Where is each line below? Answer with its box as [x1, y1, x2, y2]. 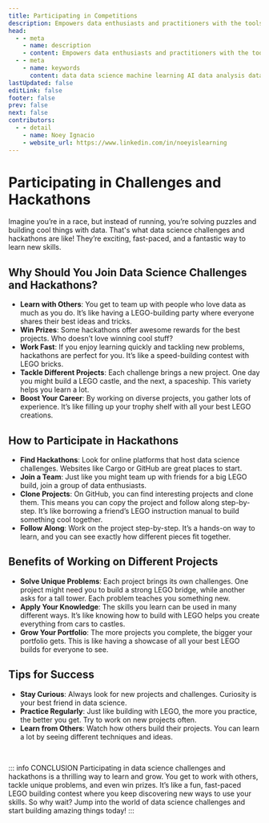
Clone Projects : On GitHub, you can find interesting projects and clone [19, 489, 254, 499]
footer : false [8, 94, 56, 102]
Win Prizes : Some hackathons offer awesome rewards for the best [19, 325, 240, 335]
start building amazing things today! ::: [8, 805, 134, 815]
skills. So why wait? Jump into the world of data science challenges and [8, 797, 246, 807]
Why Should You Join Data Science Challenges [8, 266, 247, 279]
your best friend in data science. [19, 698, 127, 707]
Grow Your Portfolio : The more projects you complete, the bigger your [19, 627, 253, 637]
